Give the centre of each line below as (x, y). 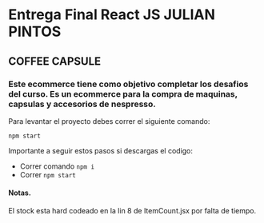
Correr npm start (48, 174)
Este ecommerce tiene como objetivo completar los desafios (128, 84)
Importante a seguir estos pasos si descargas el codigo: (101, 150)
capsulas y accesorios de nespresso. (82, 104)
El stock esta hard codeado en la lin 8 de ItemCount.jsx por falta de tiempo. (132, 211)
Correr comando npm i (57, 166)
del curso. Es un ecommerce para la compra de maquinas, (123, 94)
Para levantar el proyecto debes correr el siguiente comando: (109, 121)
